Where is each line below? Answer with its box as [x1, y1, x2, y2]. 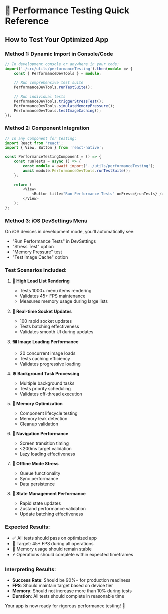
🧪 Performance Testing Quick [5, 5, 130, 16]
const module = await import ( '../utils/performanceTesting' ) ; [23, 164, 155, 169]
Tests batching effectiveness [19, 323, 80, 330]
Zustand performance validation [19, 506, 86, 512]
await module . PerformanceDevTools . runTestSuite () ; [23, 168, 131, 173]
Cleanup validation [19, 421, 58, 427]
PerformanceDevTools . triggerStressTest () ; [14, 99, 104, 104]
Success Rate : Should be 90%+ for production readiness [12, 577, 131, 583]
